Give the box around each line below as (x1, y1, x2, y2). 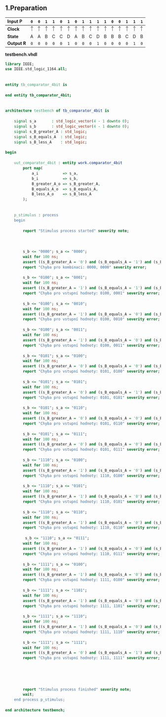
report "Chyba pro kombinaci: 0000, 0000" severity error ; (23, 264, 147, 270)
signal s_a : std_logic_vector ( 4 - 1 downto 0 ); (14, 119, 129, 124)
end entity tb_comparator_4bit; (5, 92, 72, 98)
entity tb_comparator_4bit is (5, 83, 68, 87)
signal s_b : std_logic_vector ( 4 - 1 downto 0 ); (14, 124, 129, 129)
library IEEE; (5, 61, 35, 66)
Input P (7, 18, 23, 24)
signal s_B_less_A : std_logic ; (14, 139, 87, 145)
